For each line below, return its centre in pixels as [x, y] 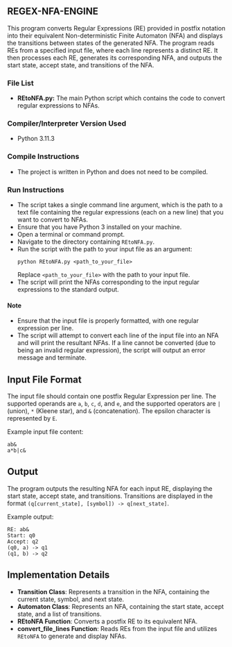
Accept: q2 [23, 541]
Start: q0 [21, 535]
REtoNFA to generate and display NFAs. [72, 636]
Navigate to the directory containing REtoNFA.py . [86, 242]
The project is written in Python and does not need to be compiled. [113, 171]
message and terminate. [52, 358]
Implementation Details [59, 575]
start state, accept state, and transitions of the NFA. [81, 65]
